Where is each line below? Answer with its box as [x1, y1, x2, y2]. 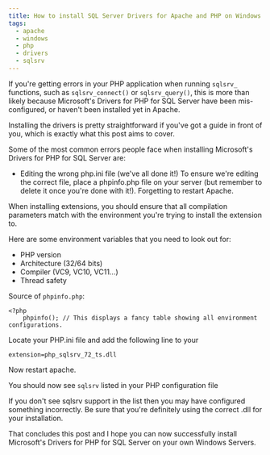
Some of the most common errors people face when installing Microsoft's [8, 144, 253, 154]
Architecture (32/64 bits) [19, 258, 103, 268]
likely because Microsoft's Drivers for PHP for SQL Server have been [8, 96, 237, 106]
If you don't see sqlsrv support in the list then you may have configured [8, 396, 246, 406]
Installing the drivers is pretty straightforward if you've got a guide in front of [8, 120, 263, 130]
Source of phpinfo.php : [8, 291, 85, 301]
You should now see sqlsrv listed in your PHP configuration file [8, 380, 219, 390]
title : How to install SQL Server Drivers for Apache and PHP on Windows [8, 11, 262, 20]
